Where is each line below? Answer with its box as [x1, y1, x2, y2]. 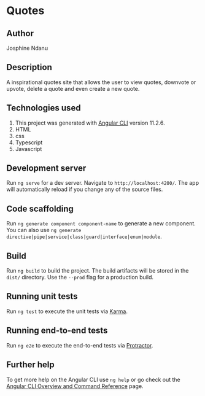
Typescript [15, 139, 43, 146]
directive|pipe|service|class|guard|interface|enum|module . [6, 233, 162, 240]
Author [6, 28, 34, 39]
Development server [6, 163, 87, 174]
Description [6, 62, 52, 72]
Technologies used [6, 103, 81, 114]
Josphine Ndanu [6, 44, 48, 52]
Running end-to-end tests [6, 325, 108, 336]
